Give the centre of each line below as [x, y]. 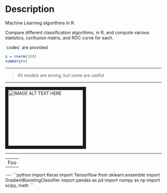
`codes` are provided [27, 47]
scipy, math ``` [20, 185]
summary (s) [16, 61]
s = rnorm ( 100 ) [21, 56]
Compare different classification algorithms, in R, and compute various [77, 32]
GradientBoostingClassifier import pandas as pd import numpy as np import [83, 180]
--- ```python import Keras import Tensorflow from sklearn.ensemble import [83, 175]
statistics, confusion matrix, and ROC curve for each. [59, 38]
